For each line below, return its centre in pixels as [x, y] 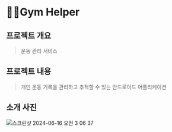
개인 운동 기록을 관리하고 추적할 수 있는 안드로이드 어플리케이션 [93, 87]
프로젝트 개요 [29, 35]
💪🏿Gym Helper [43, 12]
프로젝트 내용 [29, 72]
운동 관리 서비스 [39, 51]
